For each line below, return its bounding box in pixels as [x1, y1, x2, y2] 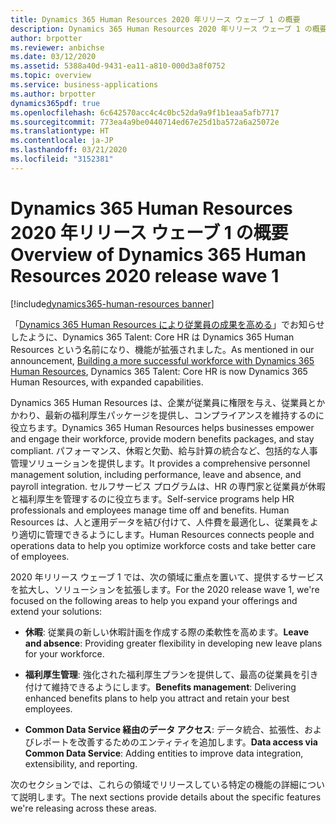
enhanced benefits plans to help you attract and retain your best [24, 692, 290, 704]
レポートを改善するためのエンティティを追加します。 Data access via [33, 736, 318, 748]
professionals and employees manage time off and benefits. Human [10, 504, 290, 516]
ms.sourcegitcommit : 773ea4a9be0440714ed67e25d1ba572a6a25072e [10, 117, 280, 127]
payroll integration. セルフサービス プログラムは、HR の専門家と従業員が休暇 [10, 480, 326, 492]
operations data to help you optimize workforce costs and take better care [10, 539, 317, 551]
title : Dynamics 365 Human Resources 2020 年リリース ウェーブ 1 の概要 [10, 14, 301, 25]
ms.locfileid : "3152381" [10, 154, 114, 164]
